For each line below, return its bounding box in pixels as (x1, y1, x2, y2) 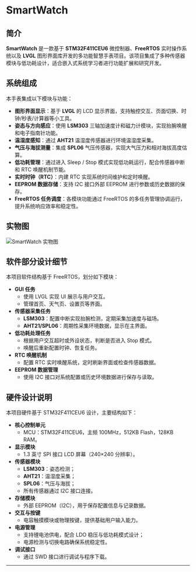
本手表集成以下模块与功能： (6, 95, 73, 102)
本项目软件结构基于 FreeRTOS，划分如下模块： (6, 273, 119, 280)
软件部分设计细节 (6, 257, 68, 267)
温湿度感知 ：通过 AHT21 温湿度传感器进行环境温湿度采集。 (14, 136, 157, 143)
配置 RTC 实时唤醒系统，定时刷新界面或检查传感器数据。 (23, 359, 159, 366)
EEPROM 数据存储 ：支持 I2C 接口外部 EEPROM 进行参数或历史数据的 (14, 180, 180, 187)
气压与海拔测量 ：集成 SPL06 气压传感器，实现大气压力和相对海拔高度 (14, 144, 183, 151)
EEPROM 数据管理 (14, 367, 58, 374)
